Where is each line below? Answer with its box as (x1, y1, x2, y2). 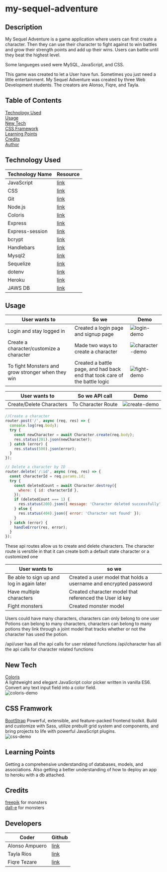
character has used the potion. (5, 632, 68, 638)
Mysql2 (7, 252, 26, 259)
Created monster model (69, 603, 124, 610)
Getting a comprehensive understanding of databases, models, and (5, 761, 143, 767)
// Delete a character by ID (5, 464, 66, 469)
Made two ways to (74, 342, 118, 349)
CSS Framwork (5, 704, 53, 713)
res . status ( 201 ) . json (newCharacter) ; (14, 437, 92, 442)
